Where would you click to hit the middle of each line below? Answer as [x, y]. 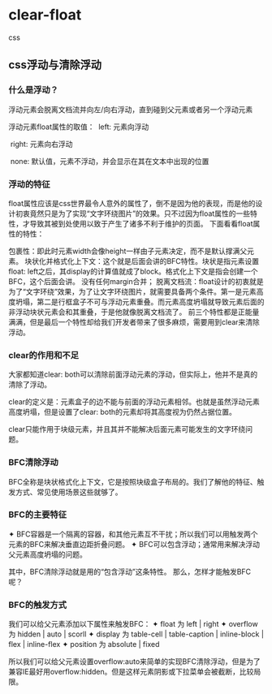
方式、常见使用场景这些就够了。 [69, 492]
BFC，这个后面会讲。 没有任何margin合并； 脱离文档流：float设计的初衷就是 [136, 281]
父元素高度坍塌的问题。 [47, 554]
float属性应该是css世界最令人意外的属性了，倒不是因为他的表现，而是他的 [132, 203]
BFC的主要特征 [38, 515]
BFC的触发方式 [38, 605]
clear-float [45, 15]
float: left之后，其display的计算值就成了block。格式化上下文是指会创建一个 [133, 271]
